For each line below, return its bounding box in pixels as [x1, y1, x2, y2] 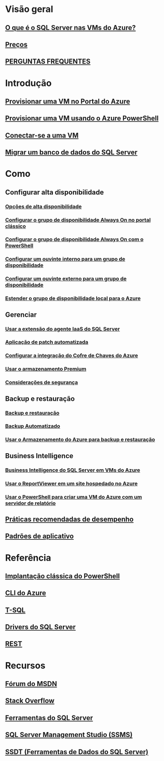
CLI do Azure [5, 589, 46, 598]
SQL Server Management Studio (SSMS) [5, 731, 133, 739]
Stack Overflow [5, 697, 55, 705]
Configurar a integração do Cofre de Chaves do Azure [5, 352, 138, 359]
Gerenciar [5, 310, 37, 319]
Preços [5, 40, 28, 48]
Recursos [5, 660, 46, 671]
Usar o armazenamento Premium [5, 366, 86, 373]
